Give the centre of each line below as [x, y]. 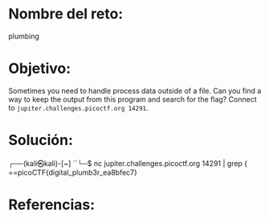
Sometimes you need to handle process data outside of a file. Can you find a [135, 91]
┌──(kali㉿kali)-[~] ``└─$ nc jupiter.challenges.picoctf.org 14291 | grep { [128, 163]
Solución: [41, 140]
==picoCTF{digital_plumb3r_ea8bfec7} [73, 172]
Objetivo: [40, 69]
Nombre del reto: [66, 14]
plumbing [24, 36]
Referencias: [52, 204]
